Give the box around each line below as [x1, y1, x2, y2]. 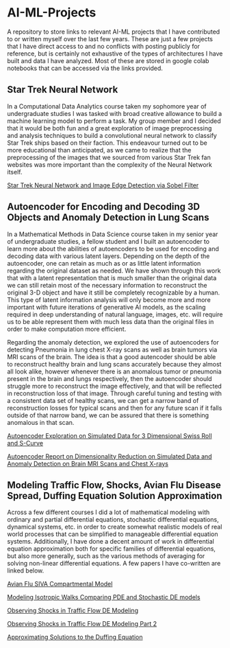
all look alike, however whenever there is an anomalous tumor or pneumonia [7, 367, 222, 375]
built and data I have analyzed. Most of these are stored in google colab [7, 56, 209, 65]
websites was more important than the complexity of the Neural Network [7, 160, 212, 169]
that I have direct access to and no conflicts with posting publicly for [7, 42, 201, 50]
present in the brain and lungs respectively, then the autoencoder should [7, 374, 212, 382]
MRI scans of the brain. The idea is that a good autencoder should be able [7, 352, 216, 361]
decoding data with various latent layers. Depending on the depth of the [7, 252, 210, 260]
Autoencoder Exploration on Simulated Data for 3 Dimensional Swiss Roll [7, 431, 212, 440]
